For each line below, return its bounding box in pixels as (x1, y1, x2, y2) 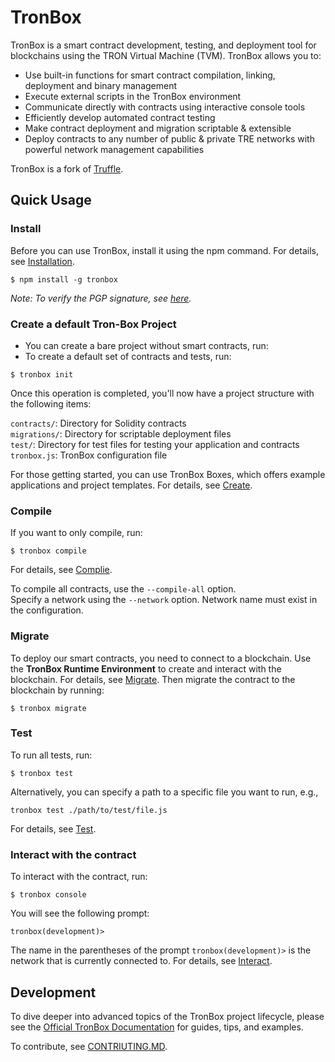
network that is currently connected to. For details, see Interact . (10, 955, 273, 967)
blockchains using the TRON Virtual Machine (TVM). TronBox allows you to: (10, 49, 322, 61)
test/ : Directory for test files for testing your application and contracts (10, 438, 300, 450)
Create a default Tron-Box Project (10, 317, 177, 331)
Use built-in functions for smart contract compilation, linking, (24, 69, 276, 81)
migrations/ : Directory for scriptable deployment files (10, 427, 232, 440)
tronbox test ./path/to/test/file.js (10, 805, 168, 815)
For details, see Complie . (10, 564, 113, 576)
